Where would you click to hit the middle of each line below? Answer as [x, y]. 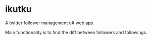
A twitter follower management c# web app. [50, 23]
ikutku [19, 9]
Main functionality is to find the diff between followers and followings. [76, 32]
